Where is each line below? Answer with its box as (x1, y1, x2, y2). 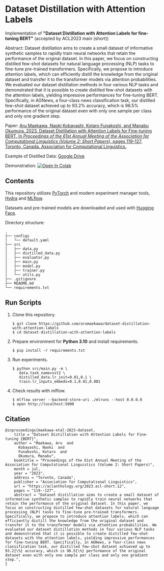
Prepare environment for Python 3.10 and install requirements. (12, 338, 139, 344)
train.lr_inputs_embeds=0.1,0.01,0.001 (19, 379, 101, 384)
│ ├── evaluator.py (5, 255, 50, 260)
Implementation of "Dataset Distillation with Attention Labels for (5, 30, 137, 36)
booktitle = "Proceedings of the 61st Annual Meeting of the (14, 458, 141, 463)
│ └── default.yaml (5, 237, 50, 242)
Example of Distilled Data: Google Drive (5, 153, 85, 159)
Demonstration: (5, 163, 36, 168)
